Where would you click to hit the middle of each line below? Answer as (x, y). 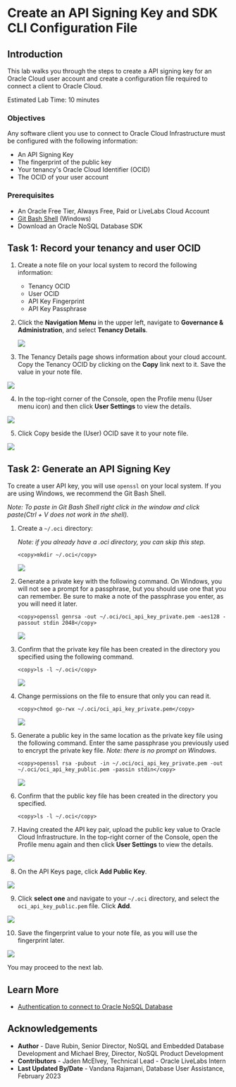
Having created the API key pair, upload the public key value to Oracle (119, 830)
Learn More (33, 990)
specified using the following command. (75, 657)
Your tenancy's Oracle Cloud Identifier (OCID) (84, 170)
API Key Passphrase (57, 309)
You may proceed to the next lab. (55, 968)
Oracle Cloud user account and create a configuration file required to (107, 78)
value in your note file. (50, 372)
